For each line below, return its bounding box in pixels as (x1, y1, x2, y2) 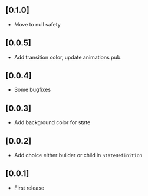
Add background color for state (14, 119, 91, 126)
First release (14, 184, 45, 191)
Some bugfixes (14, 86, 51, 94)
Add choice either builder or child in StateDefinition (14, 152, 143, 159)
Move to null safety (14, 21, 61, 28)
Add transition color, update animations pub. (14, 54, 122, 61)
